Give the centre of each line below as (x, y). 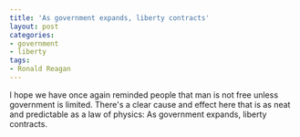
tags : (20, 60)
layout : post (34, 26)
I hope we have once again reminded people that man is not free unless (144, 95)
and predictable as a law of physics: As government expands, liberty (138, 114)
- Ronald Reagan (40, 69)
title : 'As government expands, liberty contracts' (109, 18)
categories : (32, 35)
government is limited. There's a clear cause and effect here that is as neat (150, 104)
